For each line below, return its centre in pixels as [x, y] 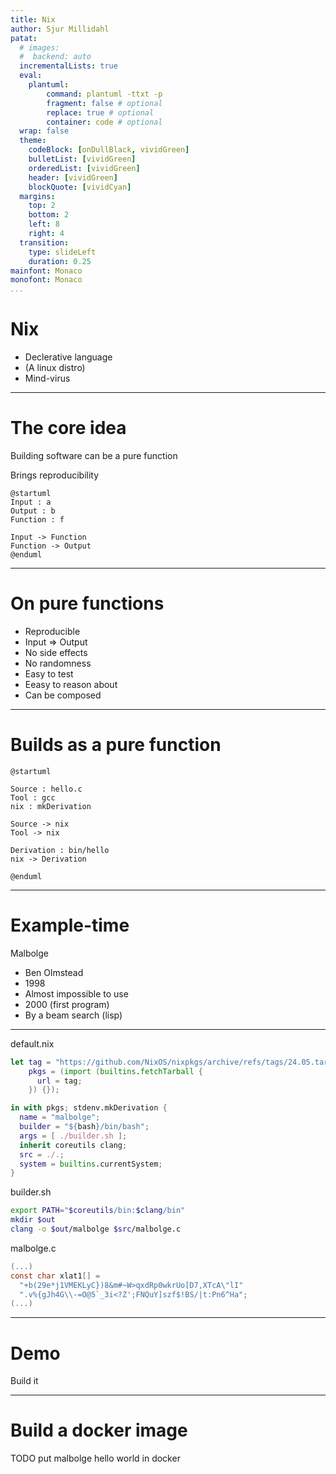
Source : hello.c [46, 789]
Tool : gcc [33, 797]
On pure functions [87, 603]
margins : [37, 196]
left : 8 [44, 224]
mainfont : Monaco [46, 271]
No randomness [58, 663]
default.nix [32, 1043]
